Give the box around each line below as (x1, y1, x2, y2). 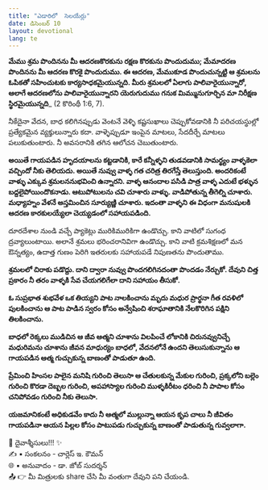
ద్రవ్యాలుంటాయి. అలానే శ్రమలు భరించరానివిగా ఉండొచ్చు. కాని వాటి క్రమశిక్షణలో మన (8, 237, 243, 246)
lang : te (8, 34, 38, 43)
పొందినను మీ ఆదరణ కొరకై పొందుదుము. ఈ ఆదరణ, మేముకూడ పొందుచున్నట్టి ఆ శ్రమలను (8, 67, 260, 77)
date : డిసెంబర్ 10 (8, 19, 61, 27)
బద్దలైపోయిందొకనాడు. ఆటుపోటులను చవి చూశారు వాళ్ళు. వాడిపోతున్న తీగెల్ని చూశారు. (8, 187, 253, 197)
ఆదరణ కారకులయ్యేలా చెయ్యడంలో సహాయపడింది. (8, 208, 151, 218)
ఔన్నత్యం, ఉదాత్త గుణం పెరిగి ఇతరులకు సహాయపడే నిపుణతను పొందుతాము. (8, 247, 225, 257)
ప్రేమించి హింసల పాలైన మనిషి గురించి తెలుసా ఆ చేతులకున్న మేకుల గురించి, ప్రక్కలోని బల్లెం (8, 371, 259, 380)
